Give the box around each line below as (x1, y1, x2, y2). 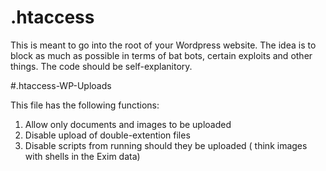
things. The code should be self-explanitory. (10, 60, 193, 72)
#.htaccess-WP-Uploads (10, 79, 112, 91)
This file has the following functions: (10, 99, 160, 111)
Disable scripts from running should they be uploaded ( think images (24, 139, 308, 151)
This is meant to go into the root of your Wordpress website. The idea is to (10, 39, 317, 51)
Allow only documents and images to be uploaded (24, 118, 232, 130)
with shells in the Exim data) (24, 150, 141, 162)
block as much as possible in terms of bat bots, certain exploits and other (10, 49, 313, 61)
